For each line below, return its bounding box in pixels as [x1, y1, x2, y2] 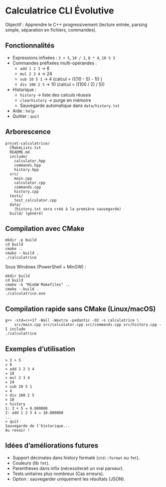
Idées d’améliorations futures [5, 441, 99, 450]
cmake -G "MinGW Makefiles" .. [5, 282, 70, 287]
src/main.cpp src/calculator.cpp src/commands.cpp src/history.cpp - [14, 322, 162, 327]
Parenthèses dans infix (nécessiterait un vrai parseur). [12, 465, 124, 471]
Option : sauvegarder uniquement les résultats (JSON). [12, 475, 126, 482]
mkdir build [5, 273, 30, 278]
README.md [9, 149, 30, 154]
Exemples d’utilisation [5, 344, 76, 353]
